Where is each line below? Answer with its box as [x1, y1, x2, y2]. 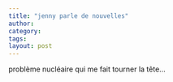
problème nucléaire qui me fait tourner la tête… [8, 64, 167, 74]
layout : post [8, 42, 53, 50]
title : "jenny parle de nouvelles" [8, 11, 129, 20]
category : [8, 27, 42, 35]
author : [8, 19, 35, 28]
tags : [8, 34, 27, 43]
